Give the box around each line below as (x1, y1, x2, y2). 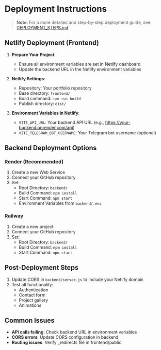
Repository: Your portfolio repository (18, 85, 92, 91)
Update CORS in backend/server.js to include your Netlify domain (11, 276, 144, 282)
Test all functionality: (11, 281, 54, 287)
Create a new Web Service (11, 169, 65, 175)
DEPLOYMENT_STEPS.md (16, 24, 68, 30)
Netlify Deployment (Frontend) (4, 39, 99, 47)
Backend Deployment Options (4, 144, 97, 152)
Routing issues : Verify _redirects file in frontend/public (11, 339, 122, 346)
